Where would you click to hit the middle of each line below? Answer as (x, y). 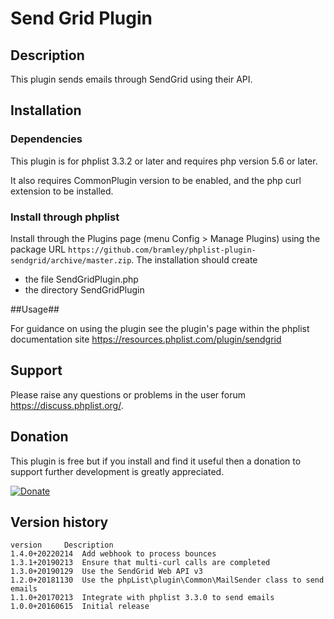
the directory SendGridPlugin (84, 289)
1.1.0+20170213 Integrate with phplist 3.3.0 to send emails (142, 598)
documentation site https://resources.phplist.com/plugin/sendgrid (146, 339)
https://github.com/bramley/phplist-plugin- (162, 250)
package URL (38, 249)
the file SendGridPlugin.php (81, 279)
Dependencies (46, 139)
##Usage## (35, 309)
